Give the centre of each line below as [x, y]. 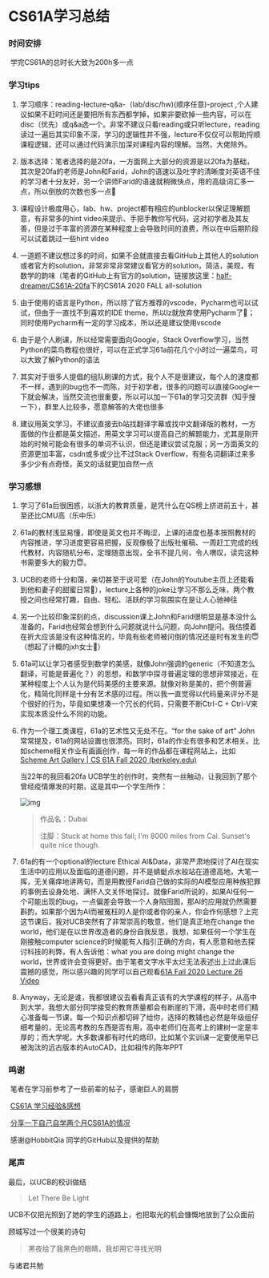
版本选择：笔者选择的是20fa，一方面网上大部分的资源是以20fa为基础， [137, 161]
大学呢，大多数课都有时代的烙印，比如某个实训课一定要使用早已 [153, 1038]
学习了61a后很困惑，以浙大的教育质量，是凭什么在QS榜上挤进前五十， [136, 506]
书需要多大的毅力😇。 [55, 562]
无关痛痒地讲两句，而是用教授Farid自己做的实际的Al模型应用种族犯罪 [147, 881]
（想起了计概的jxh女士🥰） [62, 647]
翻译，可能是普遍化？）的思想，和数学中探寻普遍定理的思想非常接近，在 [139, 674]
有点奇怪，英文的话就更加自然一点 [97, 464]
